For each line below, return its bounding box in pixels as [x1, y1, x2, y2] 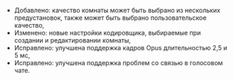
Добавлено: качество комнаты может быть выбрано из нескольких [14, 6, 220, 14]
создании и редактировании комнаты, [14, 36, 132, 45]
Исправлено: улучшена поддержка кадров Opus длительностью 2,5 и [14, 44, 228, 52]
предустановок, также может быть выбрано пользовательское [14, 13, 207, 22]
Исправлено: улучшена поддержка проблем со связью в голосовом [14, 59, 223, 67]
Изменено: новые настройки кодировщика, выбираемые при [14, 28, 201, 37]
